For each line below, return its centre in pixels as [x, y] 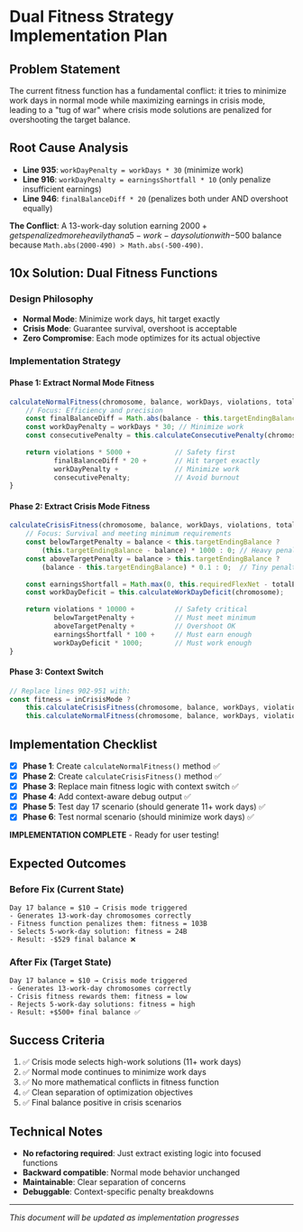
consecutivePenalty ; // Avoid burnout [147, 477]
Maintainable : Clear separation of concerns [104, 1181]
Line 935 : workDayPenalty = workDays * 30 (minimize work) [133, 170]
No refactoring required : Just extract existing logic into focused [142, 1153]
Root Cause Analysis [69, 148]
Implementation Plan [89, 36]
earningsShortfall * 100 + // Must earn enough [153, 634]
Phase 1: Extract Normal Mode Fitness [82, 383]
